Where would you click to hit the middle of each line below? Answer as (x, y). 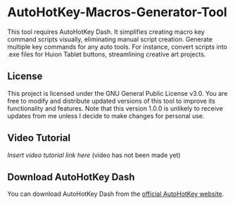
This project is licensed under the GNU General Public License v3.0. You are (118, 93)
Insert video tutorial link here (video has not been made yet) (94, 155)
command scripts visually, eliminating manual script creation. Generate (110, 39)
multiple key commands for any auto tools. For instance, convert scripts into (117, 46)
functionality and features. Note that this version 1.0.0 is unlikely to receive (115, 108)
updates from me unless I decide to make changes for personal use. (106, 116)
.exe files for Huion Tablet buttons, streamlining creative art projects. (107, 54)
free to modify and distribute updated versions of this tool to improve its (112, 101)
